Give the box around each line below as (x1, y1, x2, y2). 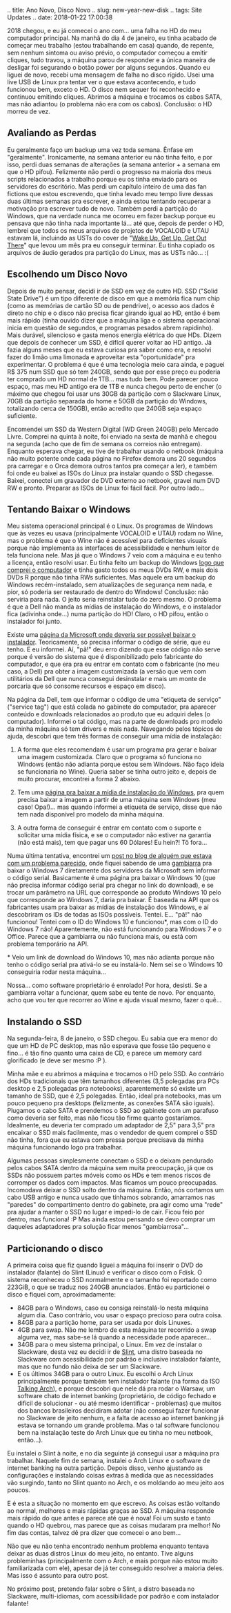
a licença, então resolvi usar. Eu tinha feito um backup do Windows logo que (7, 559, 224, 567)
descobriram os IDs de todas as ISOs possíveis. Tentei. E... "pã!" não (7, 910, 202, 919)
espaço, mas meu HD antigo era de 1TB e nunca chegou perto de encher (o (7, 382, 222, 390)
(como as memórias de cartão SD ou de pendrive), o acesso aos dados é (7, 301, 215, 309)
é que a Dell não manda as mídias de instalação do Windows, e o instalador (7, 602, 222, 611)
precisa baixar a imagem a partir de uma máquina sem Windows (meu (17, 796, 217, 804)
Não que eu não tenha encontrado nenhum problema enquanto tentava (7, 1542, 209, 1550)
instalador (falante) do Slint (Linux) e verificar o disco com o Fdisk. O (7, 1268, 202, 1277)
